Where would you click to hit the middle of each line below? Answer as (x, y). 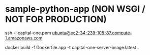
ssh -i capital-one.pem (28, 33)
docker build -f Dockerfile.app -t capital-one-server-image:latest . (72, 47)
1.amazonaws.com (24, 38)
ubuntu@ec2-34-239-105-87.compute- (92, 33)
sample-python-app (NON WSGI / (75, 9)
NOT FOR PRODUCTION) (56, 19)
